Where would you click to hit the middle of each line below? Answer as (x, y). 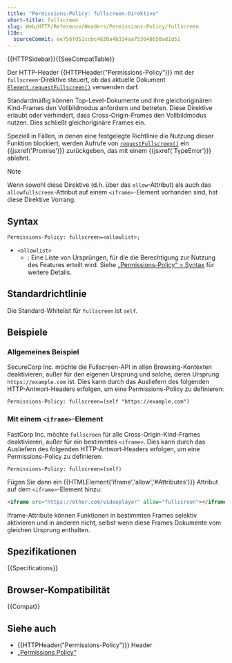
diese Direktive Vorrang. (41, 200)
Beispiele (28, 333)
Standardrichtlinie (47, 294)
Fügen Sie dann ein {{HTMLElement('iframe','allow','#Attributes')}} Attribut (113, 482)
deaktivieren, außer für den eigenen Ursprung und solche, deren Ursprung (113, 374)
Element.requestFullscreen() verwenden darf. (73, 87)
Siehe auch (32, 628)
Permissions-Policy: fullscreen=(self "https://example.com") (98, 402)
